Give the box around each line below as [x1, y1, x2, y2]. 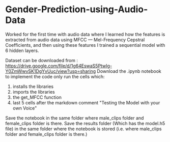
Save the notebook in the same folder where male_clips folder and [5, 115, 144, 121]
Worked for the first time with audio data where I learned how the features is [5, 31, 165, 37]
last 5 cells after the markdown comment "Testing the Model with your [12, 99, 160, 105]
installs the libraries [12, 83, 54, 90]
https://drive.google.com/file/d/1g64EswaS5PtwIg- [5, 63, 112, 69]
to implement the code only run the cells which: [5, 73, 105, 79]
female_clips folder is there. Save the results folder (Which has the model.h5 [5, 120, 165, 126]
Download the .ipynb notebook [97, 68, 162, 74]
